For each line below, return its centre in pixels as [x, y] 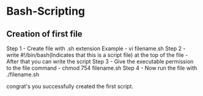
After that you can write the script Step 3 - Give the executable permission [100, 61]
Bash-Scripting [46, 11]
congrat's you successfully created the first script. [70, 86]
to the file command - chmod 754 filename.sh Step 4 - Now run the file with [102, 68]
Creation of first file [44, 34]
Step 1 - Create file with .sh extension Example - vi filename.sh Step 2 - [96, 48]
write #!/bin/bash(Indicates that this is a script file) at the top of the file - [97, 55]
